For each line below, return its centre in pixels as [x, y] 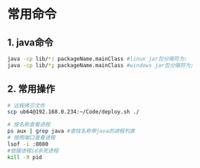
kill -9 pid [25, 157]
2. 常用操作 [31, 89]
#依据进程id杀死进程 [33, 150]
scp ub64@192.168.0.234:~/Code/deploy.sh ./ [73, 112]
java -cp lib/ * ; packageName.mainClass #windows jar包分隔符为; [101, 65]
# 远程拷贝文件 [26, 106]
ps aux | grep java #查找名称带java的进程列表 [71, 131]
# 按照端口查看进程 [32, 138]
